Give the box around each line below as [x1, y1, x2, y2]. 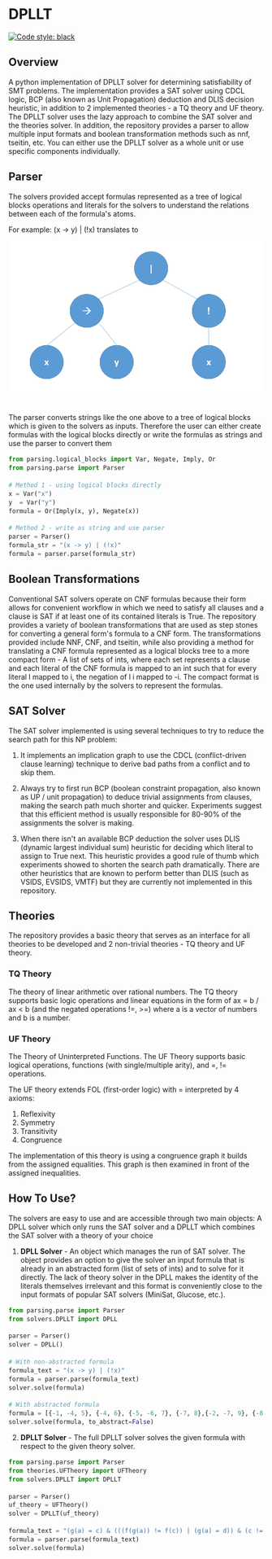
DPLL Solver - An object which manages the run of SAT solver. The [19, 1246, 246, 1256]
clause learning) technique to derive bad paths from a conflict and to [19, 759, 250, 769]
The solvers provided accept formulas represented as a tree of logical [8, 191, 242, 201]
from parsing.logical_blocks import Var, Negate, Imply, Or [8, 455, 217, 464]
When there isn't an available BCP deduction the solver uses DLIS [19, 834, 240, 843]
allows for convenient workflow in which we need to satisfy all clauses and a [8, 602, 264, 612]
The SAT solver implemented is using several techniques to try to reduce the [8, 725, 265, 735]
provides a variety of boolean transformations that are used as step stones [8, 620, 258, 629]
